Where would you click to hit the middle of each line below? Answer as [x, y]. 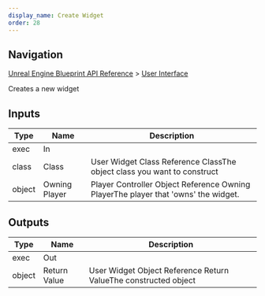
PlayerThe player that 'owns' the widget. [165, 194]
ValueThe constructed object [142, 280]
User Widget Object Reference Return [159, 270]
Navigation [35, 55]
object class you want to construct [154, 172]
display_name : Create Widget [56, 15]
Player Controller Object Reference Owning [170, 184]
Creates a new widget [44, 89]
